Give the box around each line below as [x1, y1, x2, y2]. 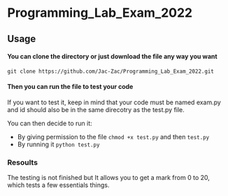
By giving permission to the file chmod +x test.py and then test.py [17, 132, 210, 141]
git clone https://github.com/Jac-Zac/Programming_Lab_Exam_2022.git [7, 68, 215, 75]
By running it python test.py [17, 140, 100, 148]
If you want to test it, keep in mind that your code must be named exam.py [7, 98, 222, 106]
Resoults [7, 157, 38, 167]
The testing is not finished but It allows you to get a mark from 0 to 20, [7, 174, 210, 182]
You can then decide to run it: [7, 119, 92, 127]
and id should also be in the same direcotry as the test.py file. [7, 105, 185, 113]
